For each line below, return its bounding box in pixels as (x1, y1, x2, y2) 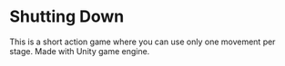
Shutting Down (9, 6, 125, 27)
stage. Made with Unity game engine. (9, 45, 150, 56)
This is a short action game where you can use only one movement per (9, 36, 276, 47)
